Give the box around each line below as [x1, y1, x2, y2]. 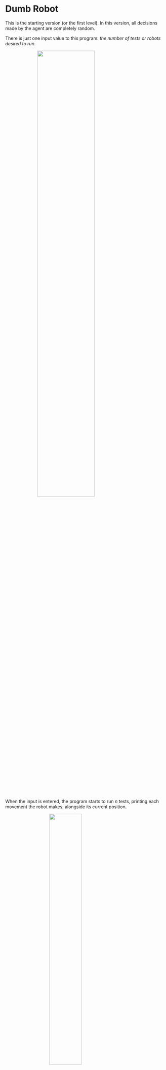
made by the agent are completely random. [5, 25, 95, 31]
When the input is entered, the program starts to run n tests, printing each [5, 798, 159, 804]
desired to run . [5, 40, 36, 46]
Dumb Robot [5, 3, 59, 15]
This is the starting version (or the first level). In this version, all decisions [5, 20, 158, 26]
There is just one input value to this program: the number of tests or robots [5, 35, 161, 41]
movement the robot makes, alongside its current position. [5, 804, 127, 810]
